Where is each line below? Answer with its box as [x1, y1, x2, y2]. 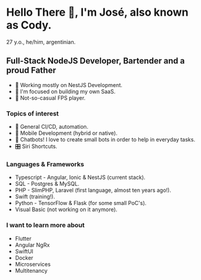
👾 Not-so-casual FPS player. [14, 94, 86, 102]
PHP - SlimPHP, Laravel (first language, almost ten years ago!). [14, 187, 171, 194]
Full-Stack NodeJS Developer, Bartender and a [6, 56, 185, 66]
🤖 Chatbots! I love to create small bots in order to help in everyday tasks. [14, 136, 196, 143]
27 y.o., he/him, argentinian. [6, 38, 76, 45]
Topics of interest [6, 109, 59, 117]
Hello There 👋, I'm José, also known [6, 5, 189, 19]
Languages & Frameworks [6, 160, 85, 168]
